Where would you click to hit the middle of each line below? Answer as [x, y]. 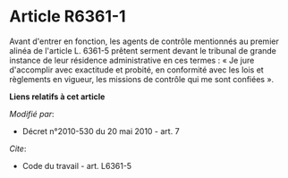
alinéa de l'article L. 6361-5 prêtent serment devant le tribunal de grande [143, 50]
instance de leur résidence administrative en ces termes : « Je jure [132, 60]
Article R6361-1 [68, 17]
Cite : [18, 148]
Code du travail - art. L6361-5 [77, 165]
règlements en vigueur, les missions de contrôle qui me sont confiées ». [142, 79]
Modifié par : [32, 114]
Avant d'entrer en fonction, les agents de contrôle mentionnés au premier [144, 41]
